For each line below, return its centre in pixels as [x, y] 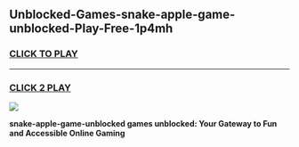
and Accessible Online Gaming [67, 133]
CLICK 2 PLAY [40, 87]
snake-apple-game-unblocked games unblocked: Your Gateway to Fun [143, 123]
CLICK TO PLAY [44, 54]
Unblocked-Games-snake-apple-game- [122, 15]
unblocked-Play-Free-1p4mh [91, 29]
